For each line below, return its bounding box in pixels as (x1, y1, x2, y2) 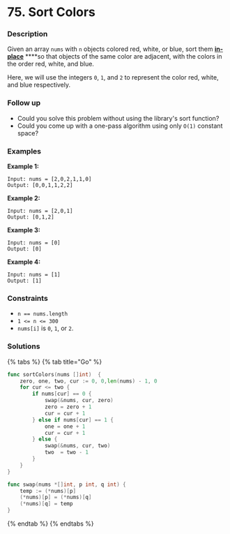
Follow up (7, 98, 41, 108)
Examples (7, 146, 42, 156)
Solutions (7, 341, 40, 351)
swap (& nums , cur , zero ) (44, 397, 114, 404)
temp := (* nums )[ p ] (20, 487, 77, 494)
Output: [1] (7, 277, 42, 285)
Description (7, 29, 48, 39)
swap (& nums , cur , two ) (44, 443, 111, 450)
